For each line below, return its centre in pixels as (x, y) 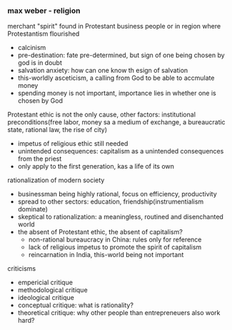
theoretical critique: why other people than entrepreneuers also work (119, 313)
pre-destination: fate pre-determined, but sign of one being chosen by (121, 55)
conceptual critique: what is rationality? (76, 305)
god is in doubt (40, 63)
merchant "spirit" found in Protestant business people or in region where (114, 26)
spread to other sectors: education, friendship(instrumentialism (111, 201)
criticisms (22, 269)
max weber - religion (44, 11)
